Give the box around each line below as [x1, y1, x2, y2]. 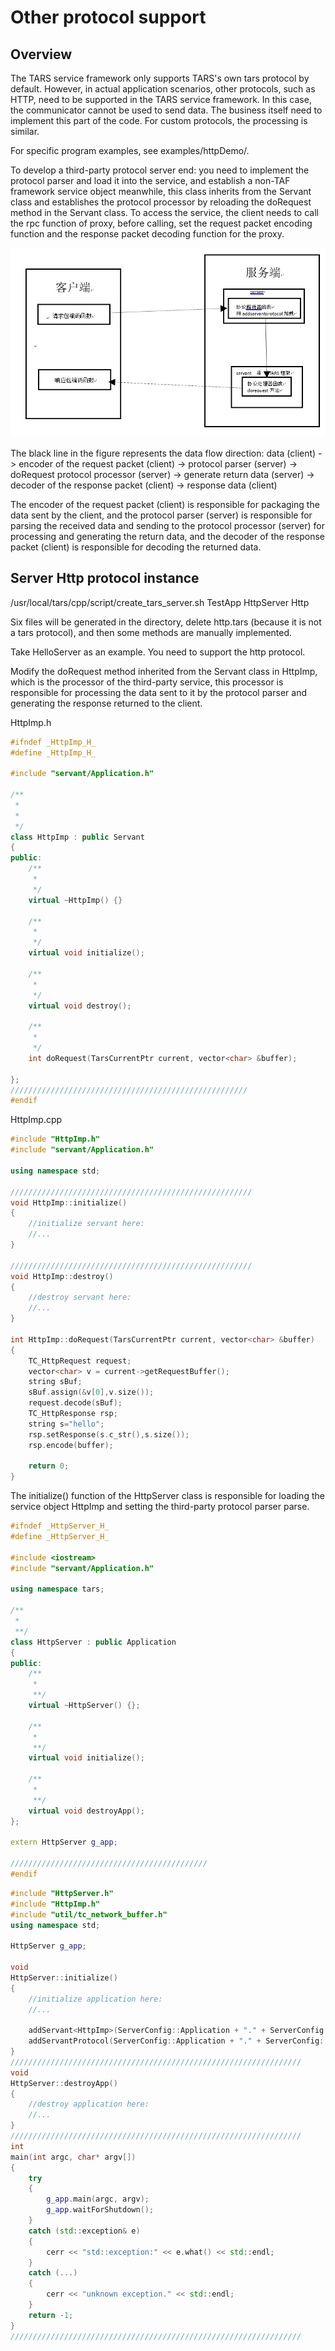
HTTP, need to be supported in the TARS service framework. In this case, [10, 94, 312, 105]
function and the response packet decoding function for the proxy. [10, 228, 285, 240]
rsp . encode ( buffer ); [28, 1440, 114, 1450]
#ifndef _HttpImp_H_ [10, 737, 97, 747]
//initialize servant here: [28, 1219, 145, 1229]
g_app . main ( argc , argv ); [46, 2194, 150, 2205]
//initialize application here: [28, 1994, 163, 2004]
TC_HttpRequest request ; [28, 1356, 132, 1366]
